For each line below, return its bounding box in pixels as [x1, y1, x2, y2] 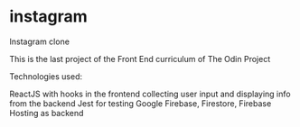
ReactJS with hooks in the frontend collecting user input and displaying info [9, 88, 291, 99]
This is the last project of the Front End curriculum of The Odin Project [9, 53, 271, 64]
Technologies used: [9, 70, 83, 82]
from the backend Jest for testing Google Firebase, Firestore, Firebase [9, 97, 272, 109]
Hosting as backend [9, 107, 84, 118]
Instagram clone [9, 36, 70, 47]
